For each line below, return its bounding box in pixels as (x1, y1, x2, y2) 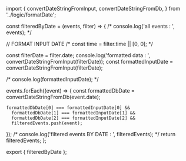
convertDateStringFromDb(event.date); (6, 94, 101, 100)
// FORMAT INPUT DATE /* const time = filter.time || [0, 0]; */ (6, 41, 153, 47)
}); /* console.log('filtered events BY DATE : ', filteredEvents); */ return (6, 131, 176, 137)
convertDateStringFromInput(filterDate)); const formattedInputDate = (6, 58, 174, 65)
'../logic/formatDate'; (6, 11, 57, 18)
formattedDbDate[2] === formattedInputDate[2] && (11, 115, 135, 121)
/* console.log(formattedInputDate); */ (6, 76, 99, 83)
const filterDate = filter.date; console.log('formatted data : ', (6, 52, 151, 58)
